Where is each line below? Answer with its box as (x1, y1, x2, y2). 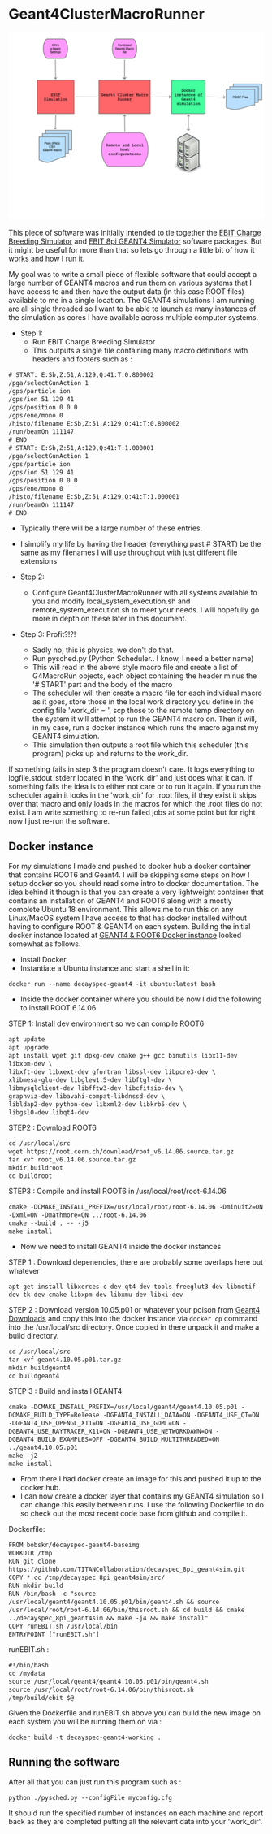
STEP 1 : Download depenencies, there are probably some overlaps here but (8, 1257, 264, 1267)
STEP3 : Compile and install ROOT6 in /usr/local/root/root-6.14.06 (8, 1186, 227, 1196)
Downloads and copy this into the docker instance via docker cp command (8, 1313, 258, 1323)
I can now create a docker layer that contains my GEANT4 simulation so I (19, 1491, 264, 1501)
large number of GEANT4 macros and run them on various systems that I (8, 278, 252, 288)
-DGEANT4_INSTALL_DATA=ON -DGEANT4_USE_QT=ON (102, 1411, 260, 1419)
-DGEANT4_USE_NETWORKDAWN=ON (113, 1427, 213, 1435)
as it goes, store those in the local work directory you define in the (32, 697, 254, 707)
